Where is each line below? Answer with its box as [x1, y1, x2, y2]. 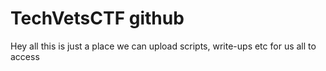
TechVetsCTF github [10, 7, 185, 30]
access [10, 50, 40, 62]
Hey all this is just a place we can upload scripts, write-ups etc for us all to [10, 40, 317, 52]
